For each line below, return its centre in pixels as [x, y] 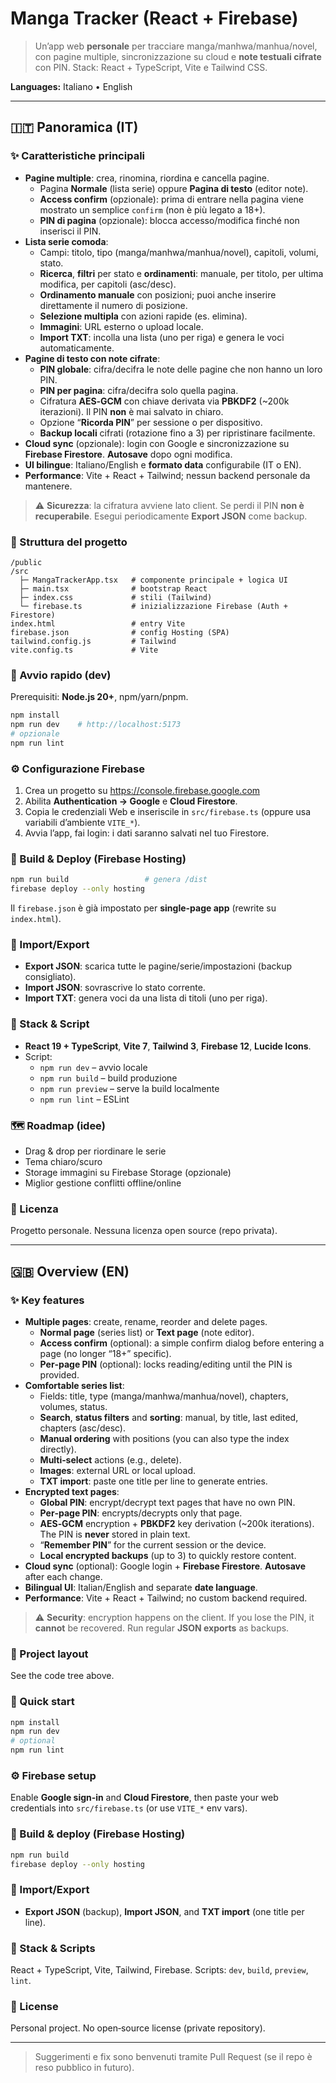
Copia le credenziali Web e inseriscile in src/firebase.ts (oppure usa [168, 812]
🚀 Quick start [42, 1702]
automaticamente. [77, 348]
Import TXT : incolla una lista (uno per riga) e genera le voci [162, 337]
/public [26, 562]
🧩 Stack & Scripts [53, 1948]
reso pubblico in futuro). [84, 2068]
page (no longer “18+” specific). [105, 1353]
